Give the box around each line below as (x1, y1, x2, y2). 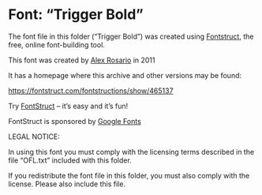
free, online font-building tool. (8, 39, 105, 49)
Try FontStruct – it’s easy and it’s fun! (8, 101, 129, 111)
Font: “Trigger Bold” (8, 6, 144, 24)
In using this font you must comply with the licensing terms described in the (8, 147, 255, 156)
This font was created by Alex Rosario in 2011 (8, 55, 155, 65)
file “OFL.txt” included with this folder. (8, 156, 132, 165)
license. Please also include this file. (8, 179, 126, 189)
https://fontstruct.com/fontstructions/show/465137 (8, 85, 174, 96)
